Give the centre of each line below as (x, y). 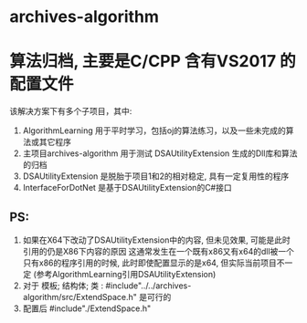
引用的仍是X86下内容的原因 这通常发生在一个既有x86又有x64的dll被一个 (159, 251)
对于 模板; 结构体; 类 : (63, 286)
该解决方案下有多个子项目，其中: (71, 111)
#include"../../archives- (148, 286)
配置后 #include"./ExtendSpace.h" (87, 308)
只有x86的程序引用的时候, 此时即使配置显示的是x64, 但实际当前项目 (149, 263)
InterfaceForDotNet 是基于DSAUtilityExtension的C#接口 (127, 188)
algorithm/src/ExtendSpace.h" (79, 297)
